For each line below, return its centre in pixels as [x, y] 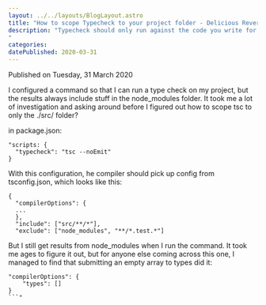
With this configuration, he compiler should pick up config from [112, 173]
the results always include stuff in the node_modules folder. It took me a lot [131, 98]
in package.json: [35, 130]
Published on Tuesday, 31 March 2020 [70, 75]
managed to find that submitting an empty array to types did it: [110, 262]
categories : [28, 45]
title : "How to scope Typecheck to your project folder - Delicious [123, 23]
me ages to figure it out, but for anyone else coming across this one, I [122, 254]
